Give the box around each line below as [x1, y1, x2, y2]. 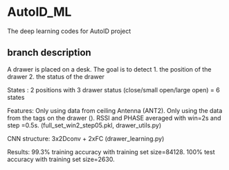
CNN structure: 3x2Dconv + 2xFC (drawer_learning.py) [7, 134, 165, 142]
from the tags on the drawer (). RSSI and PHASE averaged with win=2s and [7, 114, 221, 122]
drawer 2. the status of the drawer [7, 72, 105, 81]
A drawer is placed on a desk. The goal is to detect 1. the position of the [7, 65, 212, 73]
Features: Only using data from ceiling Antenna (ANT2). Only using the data [7, 106, 223, 114]
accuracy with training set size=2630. [7, 155, 116, 163]
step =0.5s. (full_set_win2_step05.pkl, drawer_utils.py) [7, 121, 162, 129]
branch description [7, 47, 91, 59]
